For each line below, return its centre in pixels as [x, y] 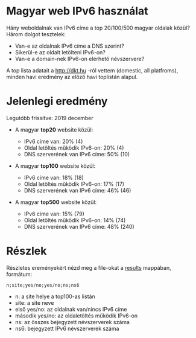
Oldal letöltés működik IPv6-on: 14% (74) [75, 220]
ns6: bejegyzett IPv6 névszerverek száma [67, 328]
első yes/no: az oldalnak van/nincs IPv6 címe [71, 309]
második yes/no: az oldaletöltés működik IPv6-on [76, 316]
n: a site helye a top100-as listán [55, 296]
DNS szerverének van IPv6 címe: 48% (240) [79, 226]
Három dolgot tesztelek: [36, 34]
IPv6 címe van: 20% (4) [53, 141]
